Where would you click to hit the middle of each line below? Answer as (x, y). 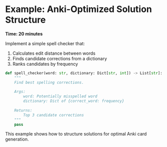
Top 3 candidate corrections (54, 115)
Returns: (23, 110)
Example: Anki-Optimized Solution (78, 9)
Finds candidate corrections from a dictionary (60, 58)
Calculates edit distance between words (54, 53)
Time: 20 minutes (24, 34)
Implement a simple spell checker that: (45, 43)
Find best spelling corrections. (49, 82)
